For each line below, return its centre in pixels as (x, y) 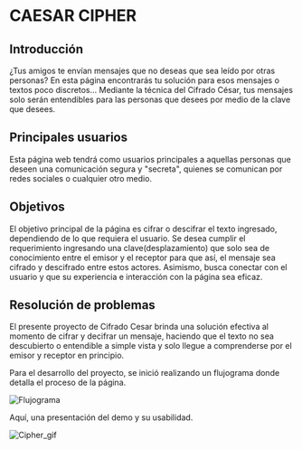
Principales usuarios (69, 138)
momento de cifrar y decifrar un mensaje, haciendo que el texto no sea (142, 336)
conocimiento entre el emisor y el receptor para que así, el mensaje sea (142, 257)
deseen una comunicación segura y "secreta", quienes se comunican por (146, 169)
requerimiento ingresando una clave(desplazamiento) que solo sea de (139, 248)
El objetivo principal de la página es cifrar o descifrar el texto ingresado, (143, 229)
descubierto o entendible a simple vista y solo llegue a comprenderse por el (151, 346)
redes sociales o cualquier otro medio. (80, 178)
